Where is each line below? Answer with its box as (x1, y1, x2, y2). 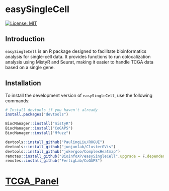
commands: (5, 97, 30, 104)
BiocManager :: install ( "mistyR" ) (5, 121, 73, 126)
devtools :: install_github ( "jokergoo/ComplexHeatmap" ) (5, 149, 121, 154)
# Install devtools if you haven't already (5, 107, 98, 112)
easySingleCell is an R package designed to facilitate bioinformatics (5, 48, 147, 54)
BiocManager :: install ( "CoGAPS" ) (5, 126, 73, 131)
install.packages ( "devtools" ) (5, 112, 69, 117)
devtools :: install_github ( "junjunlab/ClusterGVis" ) (5, 144, 116, 149)
